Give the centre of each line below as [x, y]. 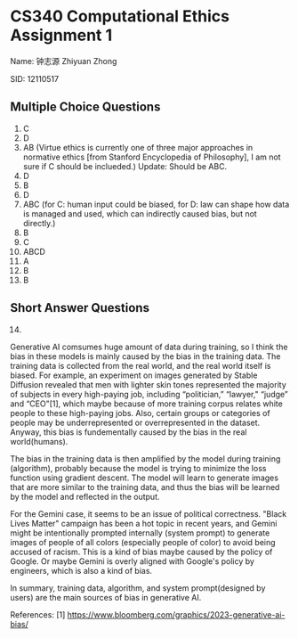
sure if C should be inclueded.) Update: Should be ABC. [125, 166]
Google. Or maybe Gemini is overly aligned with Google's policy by [132, 561]
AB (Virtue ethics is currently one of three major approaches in [138, 147]
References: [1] [38, 614]
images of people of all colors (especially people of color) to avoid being [143, 542]
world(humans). [39, 441]
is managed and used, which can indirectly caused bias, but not [140, 213]
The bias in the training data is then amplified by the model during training [145, 458]
